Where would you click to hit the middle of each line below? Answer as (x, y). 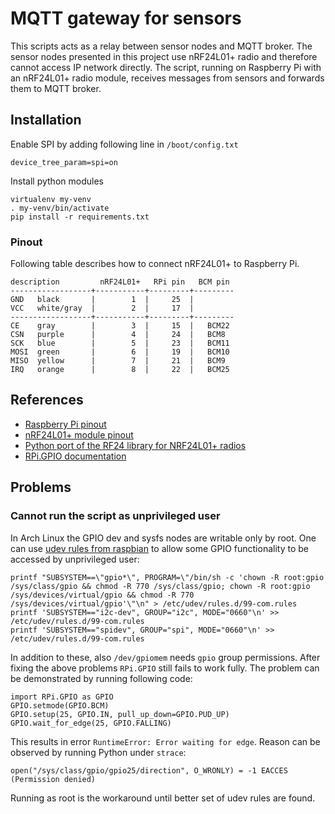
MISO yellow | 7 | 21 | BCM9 (118, 361)
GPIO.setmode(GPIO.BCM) (60, 705)
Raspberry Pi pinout (65, 424)
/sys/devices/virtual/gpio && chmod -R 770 (102, 595)
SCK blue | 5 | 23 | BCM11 (120, 343)
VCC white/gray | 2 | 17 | (102, 308)
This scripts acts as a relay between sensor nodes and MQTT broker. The (161, 46)
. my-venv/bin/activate (60, 208)
